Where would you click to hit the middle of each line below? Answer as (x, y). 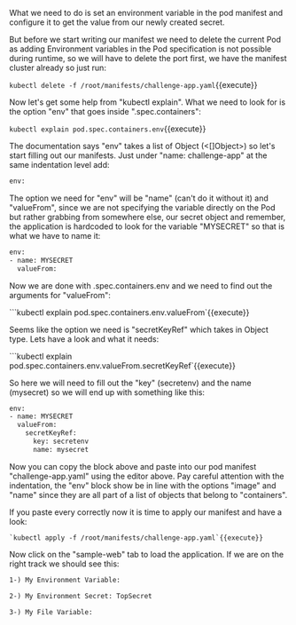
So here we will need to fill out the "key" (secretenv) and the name (130, 383)
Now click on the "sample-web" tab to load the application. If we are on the (147, 554)
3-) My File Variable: (51, 612)
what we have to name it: (55, 235)
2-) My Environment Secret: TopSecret (81, 596)
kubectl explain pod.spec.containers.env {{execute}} (108, 129)
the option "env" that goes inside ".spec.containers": (105, 111)
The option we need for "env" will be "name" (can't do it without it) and (139, 198)
